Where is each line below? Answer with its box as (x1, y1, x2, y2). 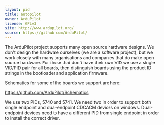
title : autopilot (5, 12, 41, 17)
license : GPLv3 (5, 21, 37, 26)
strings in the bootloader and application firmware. (5, 70, 109, 76)
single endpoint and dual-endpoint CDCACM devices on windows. (5, 105, 140, 110)
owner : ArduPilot (5, 16, 41, 21)
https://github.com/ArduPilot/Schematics (5, 90, 89, 95)
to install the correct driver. (5, 115, 60, 121)
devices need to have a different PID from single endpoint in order (24, 110, 160, 116)
